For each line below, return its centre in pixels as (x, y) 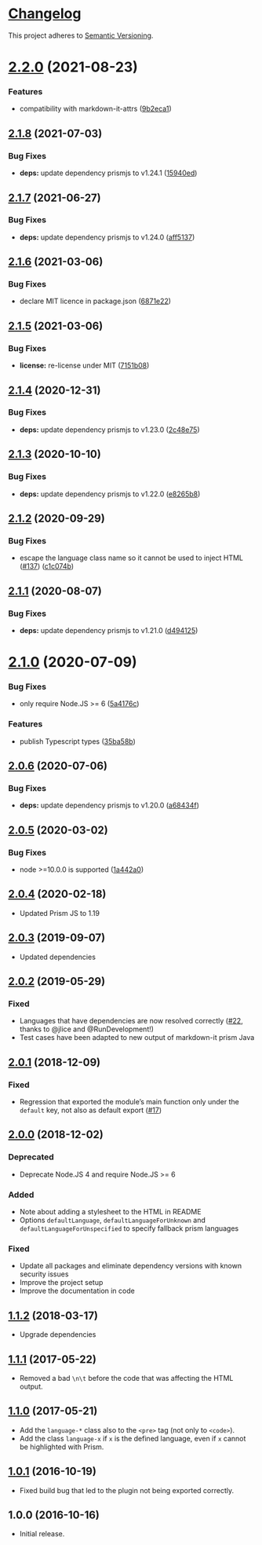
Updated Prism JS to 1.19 (60, 913)
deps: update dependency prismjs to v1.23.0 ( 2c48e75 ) (109, 430)
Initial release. (42, 1534)
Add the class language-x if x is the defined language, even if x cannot (133, 1438)
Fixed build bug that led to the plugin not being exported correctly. (126, 1490)
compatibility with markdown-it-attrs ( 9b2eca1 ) (95, 109)
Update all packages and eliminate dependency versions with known (130, 1266)
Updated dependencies (58, 957)
